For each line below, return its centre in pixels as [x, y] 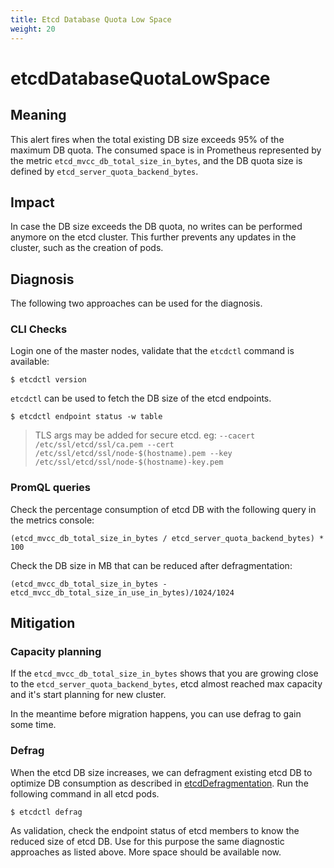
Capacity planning [56, 652]
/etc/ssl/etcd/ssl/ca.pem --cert [104, 445]
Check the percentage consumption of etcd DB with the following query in [163, 509]
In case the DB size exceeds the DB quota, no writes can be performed [156, 227]
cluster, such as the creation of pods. [87, 248]
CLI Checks [39, 329]
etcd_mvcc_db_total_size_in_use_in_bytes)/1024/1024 [122, 592]
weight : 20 [33, 29]
